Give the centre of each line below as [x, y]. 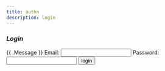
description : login [31, 18]
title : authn [23, 12]
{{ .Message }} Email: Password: [83, 52]
